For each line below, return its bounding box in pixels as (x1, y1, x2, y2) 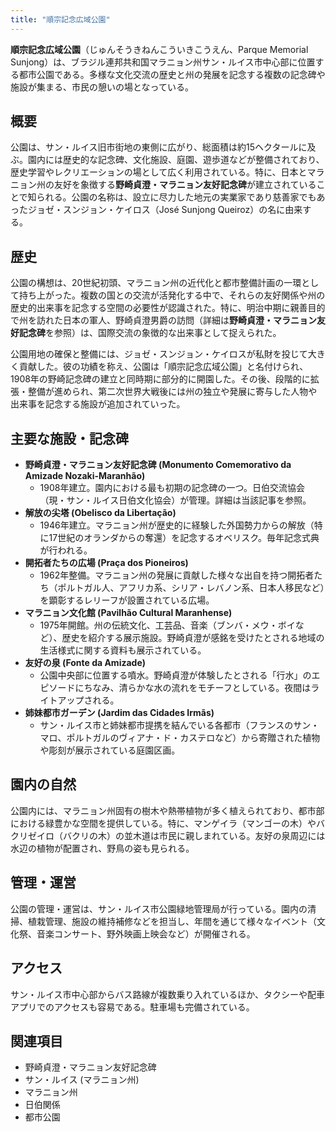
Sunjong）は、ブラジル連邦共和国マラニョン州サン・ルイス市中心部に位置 (10, 56, 316, 68)
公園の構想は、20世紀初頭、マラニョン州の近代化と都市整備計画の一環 (10, 277, 302, 289)
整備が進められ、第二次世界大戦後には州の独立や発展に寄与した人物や (27, 386, 318, 398)
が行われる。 (39, 544, 93, 556)
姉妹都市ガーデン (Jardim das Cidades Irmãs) (24, 707, 215, 719)
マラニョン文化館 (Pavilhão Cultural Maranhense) (24, 607, 233, 619)
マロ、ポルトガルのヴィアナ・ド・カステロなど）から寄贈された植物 (39, 732, 321, 744)
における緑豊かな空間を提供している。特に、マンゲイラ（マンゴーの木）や (10, 817, 317, 829)
